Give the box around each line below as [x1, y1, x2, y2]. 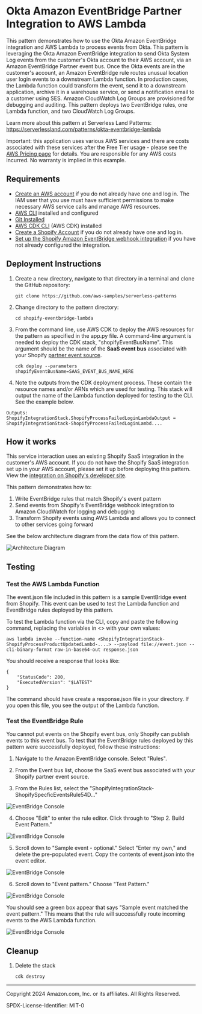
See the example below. [14, 398, 75, 405]
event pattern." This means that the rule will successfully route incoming [6, 910, 185, 917]
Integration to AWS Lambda [6, 17, 146, 31]
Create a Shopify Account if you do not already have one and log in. [14, 228, 183, 236]
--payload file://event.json [114, 641, 187, 648]
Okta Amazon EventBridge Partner [6, 4, 182, 18]
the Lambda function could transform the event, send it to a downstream [6, 81, 186, 89]
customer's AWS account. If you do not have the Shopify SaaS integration [6, 459, 189, 466]
